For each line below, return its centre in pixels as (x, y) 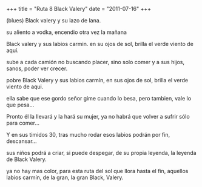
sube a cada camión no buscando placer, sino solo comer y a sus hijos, (96, 62)
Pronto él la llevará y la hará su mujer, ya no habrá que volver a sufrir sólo (98, 116)
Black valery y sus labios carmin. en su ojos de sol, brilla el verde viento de (100, 44)
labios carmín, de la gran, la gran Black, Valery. (65, 177)
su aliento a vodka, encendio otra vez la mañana (67, 32)
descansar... (22, 141)
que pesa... (20, 105)
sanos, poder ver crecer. (37, 68)
